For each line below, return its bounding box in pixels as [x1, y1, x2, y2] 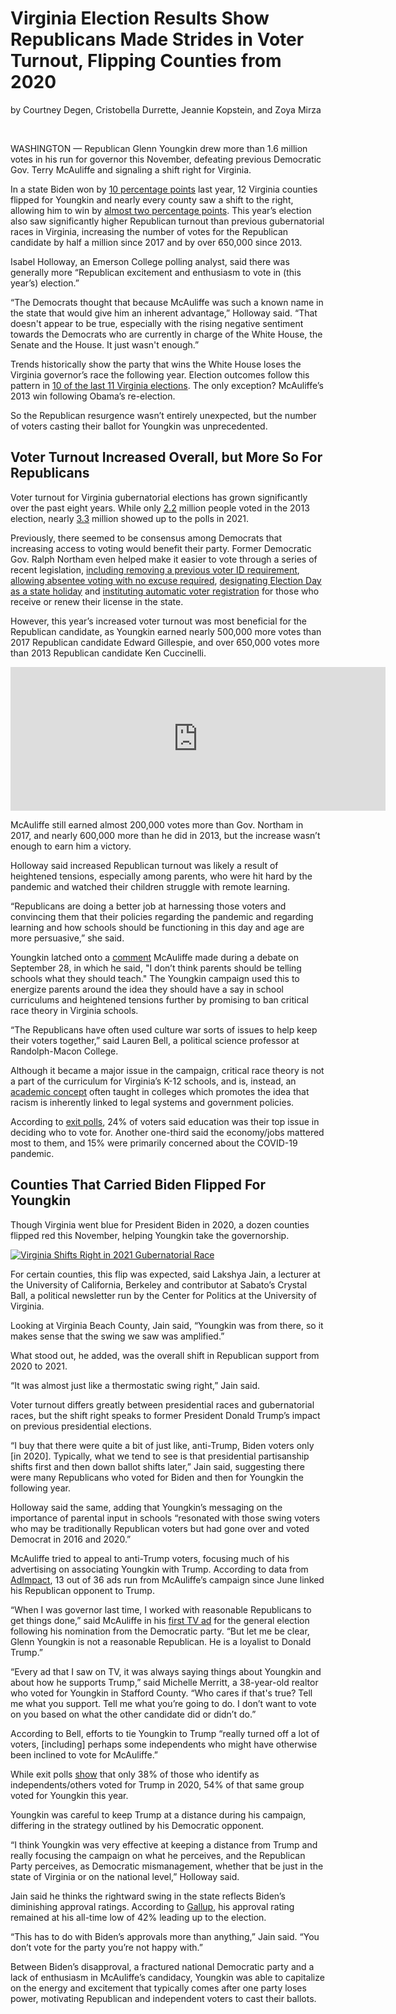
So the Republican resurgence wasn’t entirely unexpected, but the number [10, 409, 317, 421]
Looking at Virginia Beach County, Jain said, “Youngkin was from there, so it [10, 1319, 324, 1331]
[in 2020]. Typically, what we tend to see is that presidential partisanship [10, 1450, 310, 1462]
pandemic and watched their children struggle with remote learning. [10, 880, 290, 892]
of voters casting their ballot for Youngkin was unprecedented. [10, 420, 268, 432]
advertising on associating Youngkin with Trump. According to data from [10, 1563, 309, 1575]
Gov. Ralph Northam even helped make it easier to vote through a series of [10, 553, 318, 565]
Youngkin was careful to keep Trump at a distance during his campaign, [10, 1808, 307, 1821]
